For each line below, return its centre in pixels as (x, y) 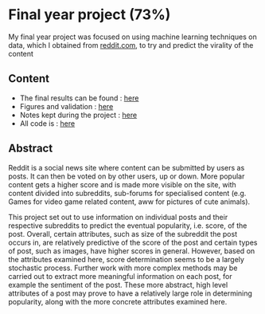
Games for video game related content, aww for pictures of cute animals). (129, 202)
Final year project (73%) (90, 15)
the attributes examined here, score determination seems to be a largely (127, 259)
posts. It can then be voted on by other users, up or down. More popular (127, 176)
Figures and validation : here (66, 106)
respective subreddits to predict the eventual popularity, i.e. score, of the (128, 226)
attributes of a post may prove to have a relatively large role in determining (131, 293)
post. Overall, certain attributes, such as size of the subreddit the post (123, 234)
